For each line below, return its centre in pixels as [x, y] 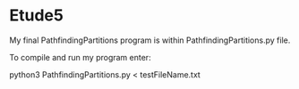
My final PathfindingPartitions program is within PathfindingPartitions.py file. [150, 40]
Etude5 [37, 16]
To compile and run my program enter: [80, 57]
